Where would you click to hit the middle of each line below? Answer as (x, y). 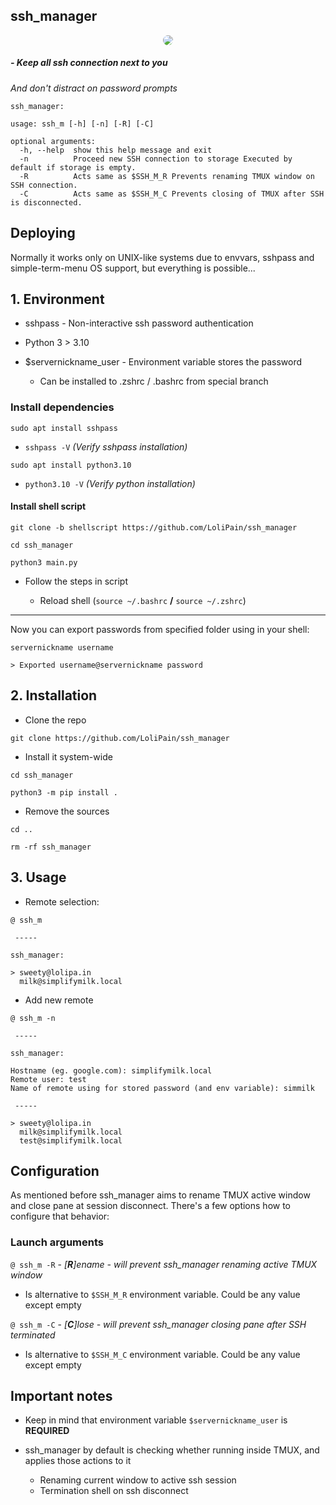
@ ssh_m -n (33, 1018)
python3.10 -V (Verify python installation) (110, 483)
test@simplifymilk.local (71, 1140)
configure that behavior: (60, 1216)
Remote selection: (62, 901)
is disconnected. (46, 202)
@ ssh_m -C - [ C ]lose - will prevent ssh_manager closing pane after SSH (158, 1324)
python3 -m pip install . (64, 792)
